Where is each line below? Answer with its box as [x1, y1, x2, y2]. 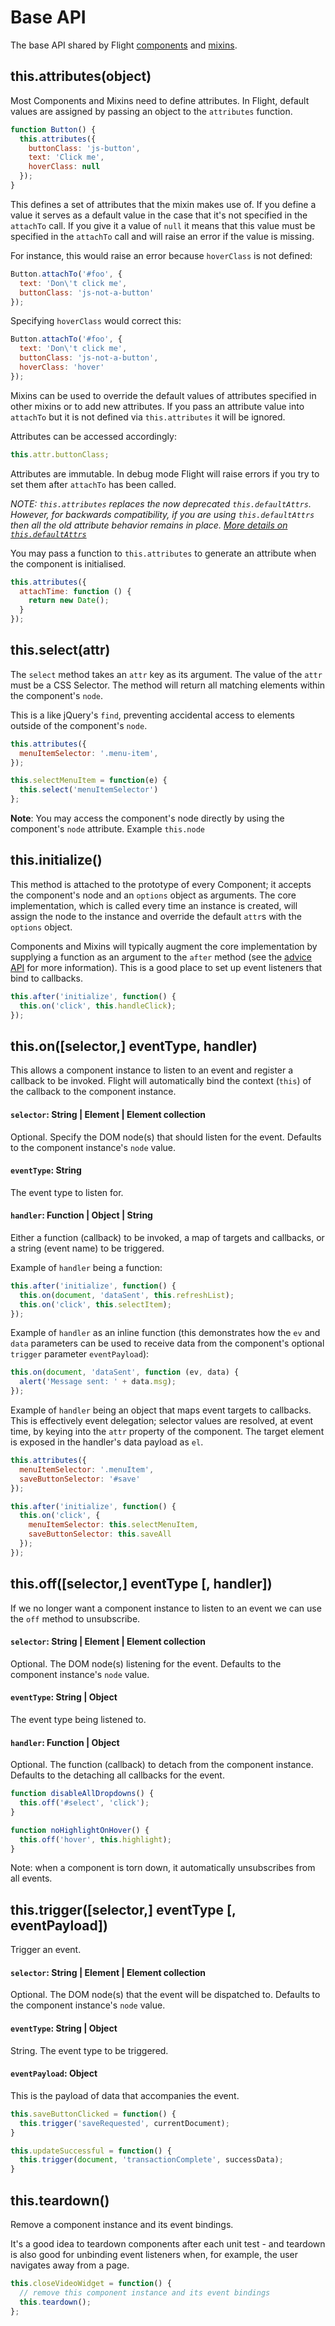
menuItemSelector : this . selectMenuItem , [28, 1520, 199, 1530]
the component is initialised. [10, 557, 127, 570]
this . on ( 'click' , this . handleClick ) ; [19, 1001, 177, 1011]
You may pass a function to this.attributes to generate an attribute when [10, 547, 317, 559]
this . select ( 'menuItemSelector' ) [19, 785, 159, 795]
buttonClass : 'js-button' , [28, 143, 141, 153]
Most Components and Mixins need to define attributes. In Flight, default [10, 94, 310, 106]
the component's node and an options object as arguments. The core [10, 889, 297, 901]
